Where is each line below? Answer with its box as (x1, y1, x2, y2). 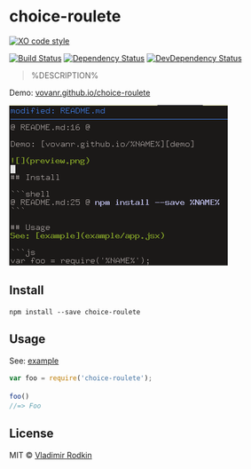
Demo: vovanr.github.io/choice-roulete (9, 87, 151, 98)
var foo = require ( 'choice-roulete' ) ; (9, 373, 153, 383)
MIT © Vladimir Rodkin (9, 449, 92, 460)
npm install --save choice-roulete (9, 307, 141, 316)
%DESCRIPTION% (30, 69, 99, 81)
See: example (9, 355, 59, 366)
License (9, 426, 54, 441)
